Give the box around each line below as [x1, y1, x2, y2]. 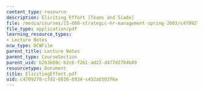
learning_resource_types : [6, 31, 72, 38]
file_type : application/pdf [6, 25, 78, 32]
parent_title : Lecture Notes [6, 48, 80, 54]
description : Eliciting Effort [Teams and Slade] [6, 15, 135, 21]
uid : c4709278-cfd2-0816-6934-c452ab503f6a [6, 76, 118, 82]
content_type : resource [6, 8, 67, 15]
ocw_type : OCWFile [6, 43, 53, 49]
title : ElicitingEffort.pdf [6, 71, 78, 77]
